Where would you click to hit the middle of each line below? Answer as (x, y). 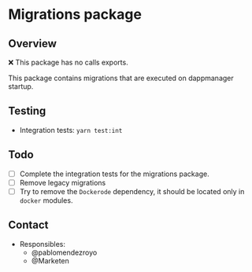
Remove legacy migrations (63, 182)
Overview (33, 44)
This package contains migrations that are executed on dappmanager (121, 78)
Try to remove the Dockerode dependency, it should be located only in (132, 191)
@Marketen (50, 260)
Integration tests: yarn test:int (71, 130)
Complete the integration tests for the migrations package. (115, 174)
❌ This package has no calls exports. (68, 62)
